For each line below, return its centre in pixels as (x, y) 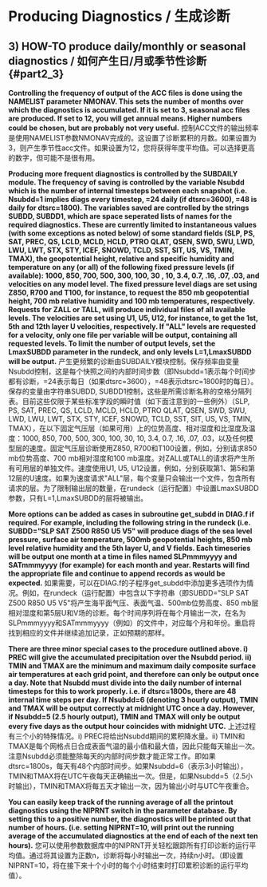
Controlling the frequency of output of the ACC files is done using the (126, 93)
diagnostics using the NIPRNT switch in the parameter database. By (123, 810)
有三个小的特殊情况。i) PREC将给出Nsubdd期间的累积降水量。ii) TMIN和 (127, 736)
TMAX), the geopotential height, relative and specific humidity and (121, 259)
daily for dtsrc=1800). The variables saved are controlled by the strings (129, 208)
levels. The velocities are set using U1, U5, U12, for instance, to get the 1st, (133, 318)
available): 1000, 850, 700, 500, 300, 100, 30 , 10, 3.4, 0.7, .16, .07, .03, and (134, 275)
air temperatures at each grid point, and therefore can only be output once (134, 674)
